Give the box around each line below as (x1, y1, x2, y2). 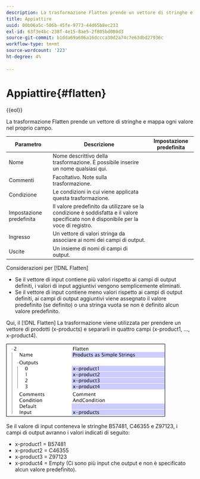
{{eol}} (6, 106, 23, 113)
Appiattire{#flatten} (6, 87, 107, 100)
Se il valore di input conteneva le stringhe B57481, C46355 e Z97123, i (6, 423, 178, 430)
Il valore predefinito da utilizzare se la (52, 203, 144, 210)
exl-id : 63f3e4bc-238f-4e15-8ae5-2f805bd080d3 (6, 29, 124, 35)
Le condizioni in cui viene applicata (52, 188, 139, 195)
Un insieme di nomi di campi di (52, 245, 128, 252)
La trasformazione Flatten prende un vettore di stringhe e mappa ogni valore (6, 118, 193, 125)
